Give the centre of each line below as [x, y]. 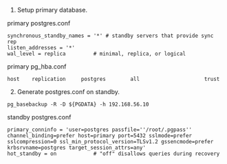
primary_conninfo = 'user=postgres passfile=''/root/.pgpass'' [100, 130]
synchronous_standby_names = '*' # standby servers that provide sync [110, 36]
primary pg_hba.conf [37, 67]
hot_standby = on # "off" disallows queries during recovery [113, 154]
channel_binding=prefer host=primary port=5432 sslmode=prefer [100, 136]
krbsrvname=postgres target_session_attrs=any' [77, 148]
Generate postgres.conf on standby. [68, 92]
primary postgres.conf [39, 23]
